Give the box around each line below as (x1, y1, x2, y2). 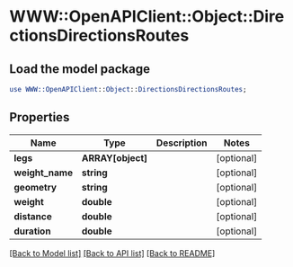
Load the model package (9, 61, 151, 76)
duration (13, 225, 51, 237)
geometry (13, 181, 57, 193)
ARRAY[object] (81, 151, 148, 164)
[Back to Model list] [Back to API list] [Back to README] (9, 247, 216, 258)
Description (155, 137, 209, 149)
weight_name (13, 166, 74, 179)
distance (13, 209, 52, 222)
